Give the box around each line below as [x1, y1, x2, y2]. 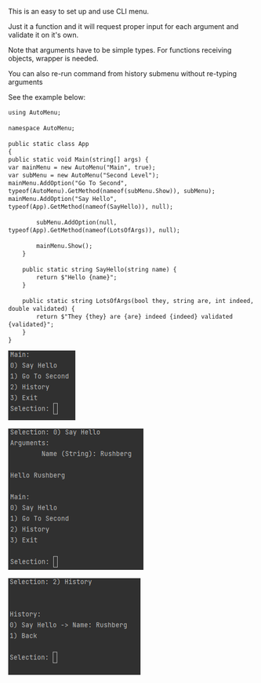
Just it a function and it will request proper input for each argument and [8, 22, 239, 31]
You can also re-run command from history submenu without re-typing [8, 69, 237, 78]
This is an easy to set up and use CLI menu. [8, 7, 150, 16]
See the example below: [8, 93, 86, 101]
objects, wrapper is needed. [8, 54, 100, 63]
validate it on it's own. [8, 31, 79, 39]
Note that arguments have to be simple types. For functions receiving [8, 46, 232, 54]
